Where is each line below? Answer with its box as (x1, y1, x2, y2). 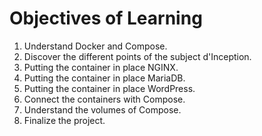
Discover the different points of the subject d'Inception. (23, 50, 252, 62)
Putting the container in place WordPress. (23, 82, 196, 94)
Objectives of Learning (9, 7, 203, 30)
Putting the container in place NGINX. (23, 61, 179, 73)
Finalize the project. (23, 114, 106, 126)
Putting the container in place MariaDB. (23, 72, 186, 84)
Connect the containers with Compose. (23, 93, 186, 105)
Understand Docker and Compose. (23, 40, 168, 52)
